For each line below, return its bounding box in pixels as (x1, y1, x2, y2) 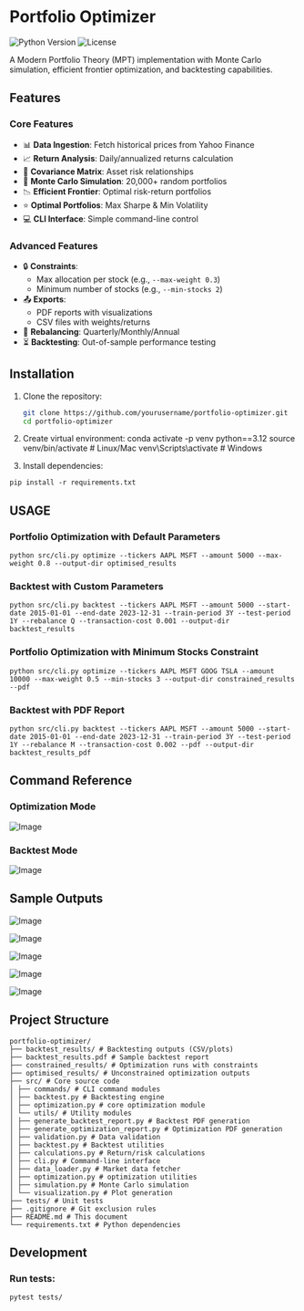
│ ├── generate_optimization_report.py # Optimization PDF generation (9, 1124, 283, 1133)
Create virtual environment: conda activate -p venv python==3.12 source (22, 433, 296, 444)
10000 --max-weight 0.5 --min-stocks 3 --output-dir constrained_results (9, 674, 296, 683)
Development (9, 1245, 88, 1261)
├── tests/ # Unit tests (9, 1196, 104, 1205)
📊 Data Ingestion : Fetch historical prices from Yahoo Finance (22, 139, 255, 150)
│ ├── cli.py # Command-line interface (9, 1156, 161, 1165)
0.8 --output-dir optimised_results (37, 559, 177, 568)
